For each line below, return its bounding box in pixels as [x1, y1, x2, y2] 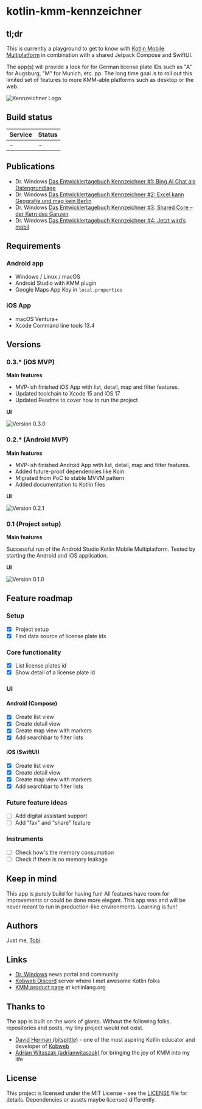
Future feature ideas [6, 798, 68, 806]
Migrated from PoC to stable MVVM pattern [15, 474, 125, 481]
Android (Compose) [6, 699, 58, 707]
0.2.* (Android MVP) [6, 435, 69, 444]
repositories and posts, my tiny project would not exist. [6, 1024, 144, 1031]
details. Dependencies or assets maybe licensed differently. [6, 1096, 156, 1103]
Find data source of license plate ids [15, 632, 106, 639]
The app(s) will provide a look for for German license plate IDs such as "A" [6, 63, 192, 70]
